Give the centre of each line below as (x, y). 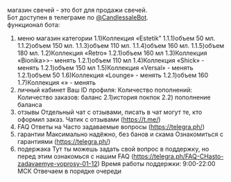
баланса (30, 105)
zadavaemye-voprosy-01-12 (58, 164)
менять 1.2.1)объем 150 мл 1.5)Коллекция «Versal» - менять (105, 68)
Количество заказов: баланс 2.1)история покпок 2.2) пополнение (114, 97)
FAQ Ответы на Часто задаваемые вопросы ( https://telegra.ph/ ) (111, 127)
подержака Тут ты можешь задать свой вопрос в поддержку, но (113, 149)
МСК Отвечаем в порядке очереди (69, 171)
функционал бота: (34, 25)
